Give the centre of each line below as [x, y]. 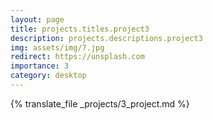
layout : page [37, 19]
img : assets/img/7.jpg [57, 47]
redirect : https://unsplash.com [77, 57]
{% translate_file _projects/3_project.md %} [100, 103]
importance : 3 [40, 66]
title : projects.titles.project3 [80, 29]
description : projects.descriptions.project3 [106, 38]
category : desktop [48, 76]
